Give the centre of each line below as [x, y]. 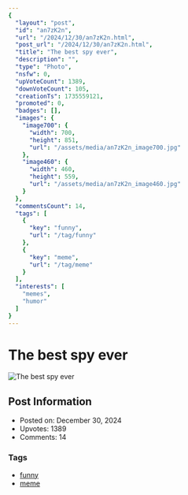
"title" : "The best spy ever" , [66, 52]
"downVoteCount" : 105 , [52, 89]
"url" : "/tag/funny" [63, 236]
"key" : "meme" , [54, 257]
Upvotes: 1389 [43, 429]
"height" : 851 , [54, 140]
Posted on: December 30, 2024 [70, 421]
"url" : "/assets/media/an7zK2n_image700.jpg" [105, 147]
